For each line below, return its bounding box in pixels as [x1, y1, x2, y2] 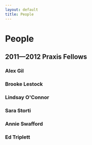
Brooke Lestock [5, 80, 43, 87]
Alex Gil [5, 68, 24, 74]
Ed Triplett [5, 134, 30, 141]
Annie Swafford [5, 120, 43, 127]
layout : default [5, 7, 38, 12]
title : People [5, 12, 34, 17]
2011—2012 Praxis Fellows [5, 53, 87, 61]
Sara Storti [5, 107, 31, 114]
